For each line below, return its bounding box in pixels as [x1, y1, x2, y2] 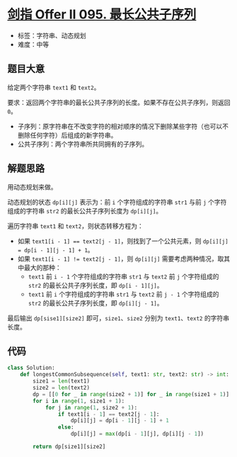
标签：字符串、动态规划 [17, 31, 86, 40]
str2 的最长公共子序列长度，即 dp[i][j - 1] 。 [28, 298, 164, 307]
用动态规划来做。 [7, 182, 57, 191]
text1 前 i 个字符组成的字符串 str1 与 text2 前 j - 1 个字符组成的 [28, 290, 219, 298]
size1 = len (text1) [33, 378, 91, 385]
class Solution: [7, 364, 55, 372]
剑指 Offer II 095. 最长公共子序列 [7, 6, 197, 23]
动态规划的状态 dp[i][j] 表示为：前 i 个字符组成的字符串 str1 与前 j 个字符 [7, 198, 227, 206]
